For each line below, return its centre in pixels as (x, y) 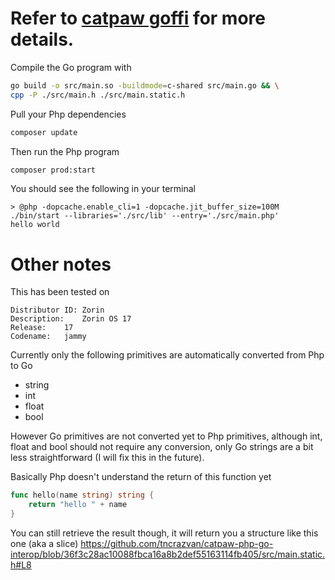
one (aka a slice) (44, 543)
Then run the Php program (65, 151)
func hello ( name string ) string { (82, 495)
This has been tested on (60, 292)
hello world (35, 225)
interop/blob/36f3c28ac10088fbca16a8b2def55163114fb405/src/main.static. (168, 554)
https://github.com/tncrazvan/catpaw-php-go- (177, 543)
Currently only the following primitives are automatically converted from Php (167, 355)
